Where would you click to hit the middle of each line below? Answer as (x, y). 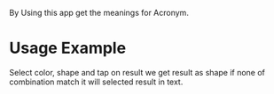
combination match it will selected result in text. (96, 82)
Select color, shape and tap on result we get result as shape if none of (137, 72)
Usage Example (68, 48)
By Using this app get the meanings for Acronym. (99, 13)
